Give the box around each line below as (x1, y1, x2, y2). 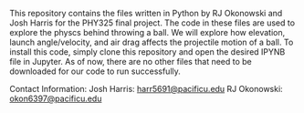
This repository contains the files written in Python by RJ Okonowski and (9, 8, 283, 18)
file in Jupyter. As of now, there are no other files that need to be (9, 56, 253, 67)
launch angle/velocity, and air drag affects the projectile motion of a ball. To (9, 36, 294, 47)
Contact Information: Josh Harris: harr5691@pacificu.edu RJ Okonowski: (9, 84, 283, 94)
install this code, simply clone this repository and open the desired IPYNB (9, 46, 286, 57)
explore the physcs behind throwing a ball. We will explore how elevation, (9, 27, 286, 37)
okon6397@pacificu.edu (9, 93, 102, 104)
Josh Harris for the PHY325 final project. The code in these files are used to (9, 17, 295, 28)
